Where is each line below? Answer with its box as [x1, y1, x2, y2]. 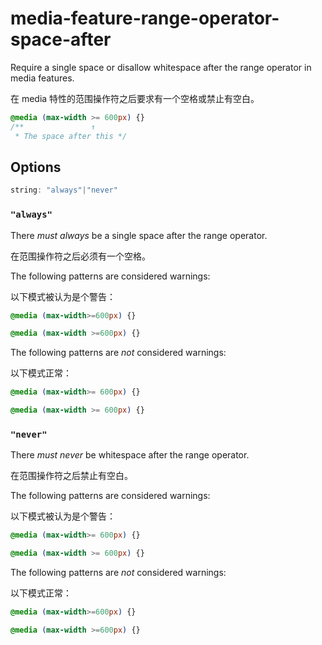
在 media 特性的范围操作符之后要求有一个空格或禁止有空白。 [10, 92, 260, 104]
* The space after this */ [14, 131, 128, 141]
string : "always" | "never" [10, 185, 118, 196]
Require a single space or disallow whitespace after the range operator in [10, 61, 312, 73]
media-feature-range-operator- [10, 7, 280, 30]
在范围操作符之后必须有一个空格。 [10, 250, 151, 262]
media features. [10, 72, 75, 84]
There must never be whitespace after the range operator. [10, 449, 250, 461]
